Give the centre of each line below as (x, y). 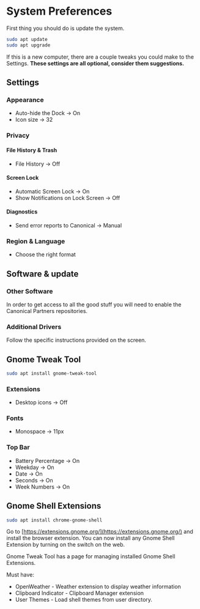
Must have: (20, 575)
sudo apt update (27, 39)
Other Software (30, 291)
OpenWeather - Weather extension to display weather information (98, 587)
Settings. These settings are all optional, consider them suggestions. (95, 63)
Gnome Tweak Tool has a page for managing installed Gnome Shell (91, 556)
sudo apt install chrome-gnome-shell (54, 520)
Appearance (25, 100)
